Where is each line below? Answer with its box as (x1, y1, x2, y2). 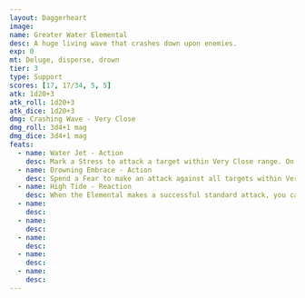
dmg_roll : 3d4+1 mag (9, 124, 88, 133)
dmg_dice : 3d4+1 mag (9, 132, 88, 141)
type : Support (9, 73, 64, 82)
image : (9, 22, 34, 31)
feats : (9, 140, 34, 149)
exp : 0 (9, 47, 34, 56)
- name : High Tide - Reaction (17, 183, 132, 192)
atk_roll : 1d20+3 (9, 97, 75, 107)
